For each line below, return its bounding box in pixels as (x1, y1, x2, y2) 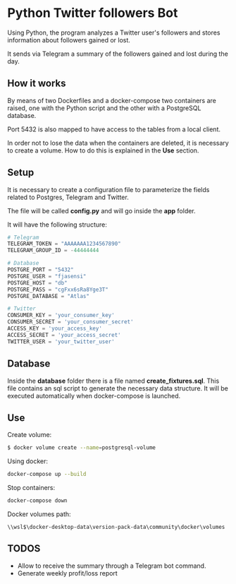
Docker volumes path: (7, 510, 72, 518)
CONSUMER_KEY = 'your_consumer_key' (7, 312, 115, 319)
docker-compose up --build (7, 471, 87, 478)
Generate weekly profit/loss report (17, 568, 118, 577)
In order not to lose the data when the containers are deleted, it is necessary (7, 138, 229, 147)
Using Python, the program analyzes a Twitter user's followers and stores (7, 28, 221, 37)
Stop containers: (7, 484, 56, 492)
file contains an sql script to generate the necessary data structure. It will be (7, 383, 229, 393)
